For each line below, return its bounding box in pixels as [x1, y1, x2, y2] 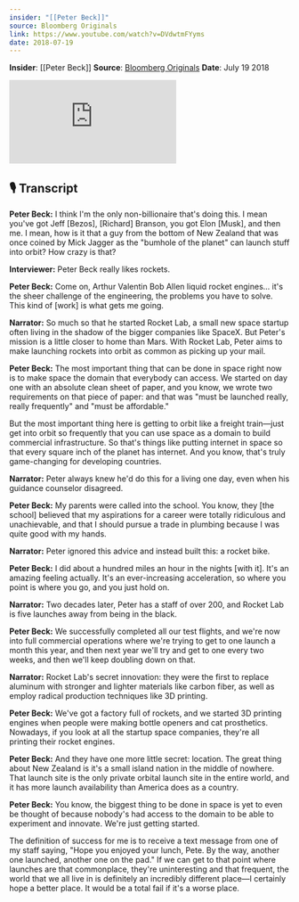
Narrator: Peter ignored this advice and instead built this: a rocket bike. [9, 545, 271, 557]
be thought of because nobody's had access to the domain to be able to [9, 808, 274, 820]
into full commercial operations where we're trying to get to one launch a [9, 635, 276, 646]
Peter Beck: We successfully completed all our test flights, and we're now [9, 626, 280, 637]
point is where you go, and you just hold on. [9, 582, 170, 593]
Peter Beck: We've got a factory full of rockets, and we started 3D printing [9, 708, 282, 718]
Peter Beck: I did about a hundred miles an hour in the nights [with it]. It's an [9, 563, 289, 574]
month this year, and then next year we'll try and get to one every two [9, 645, 264, 656]
